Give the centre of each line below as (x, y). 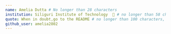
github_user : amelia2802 (32, 24)
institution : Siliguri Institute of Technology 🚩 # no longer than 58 (83, 14)
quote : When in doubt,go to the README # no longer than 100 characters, (85, 19)
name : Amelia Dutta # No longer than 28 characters (61, 10)
